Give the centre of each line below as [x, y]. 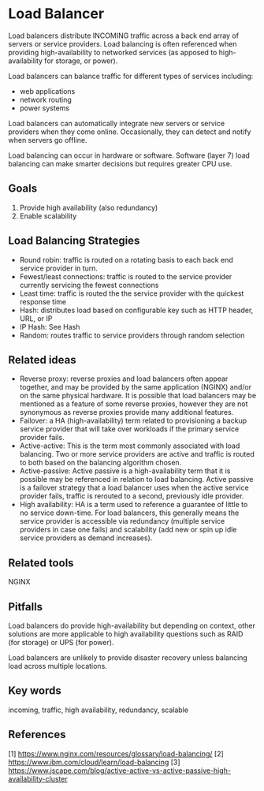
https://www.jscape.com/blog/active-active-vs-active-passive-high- [119, 770]
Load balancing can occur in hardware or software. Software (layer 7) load [129, 155]
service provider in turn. [59, 268]
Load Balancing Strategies [74, 241]
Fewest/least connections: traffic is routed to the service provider [126, 276]
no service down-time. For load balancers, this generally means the [129, 513]
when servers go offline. [48, 140]
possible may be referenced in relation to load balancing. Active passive [136, 479]
